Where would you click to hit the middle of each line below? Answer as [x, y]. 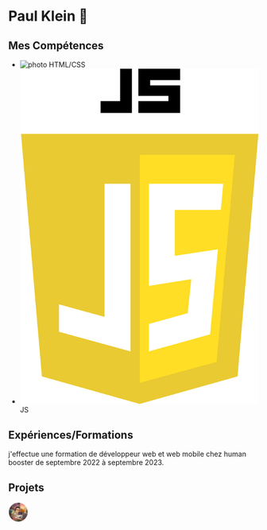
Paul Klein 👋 [48, 16]
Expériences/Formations [71, 435]
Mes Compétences [56, 46]
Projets [27, 487]
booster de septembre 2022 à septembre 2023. [86, 462]
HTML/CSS [67, 64]
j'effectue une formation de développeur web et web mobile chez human [127, 454]
